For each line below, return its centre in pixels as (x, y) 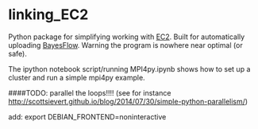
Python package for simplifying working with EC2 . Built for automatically (127, 37)
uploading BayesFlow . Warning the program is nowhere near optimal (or (126, 45)
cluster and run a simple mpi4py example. (77, 77)
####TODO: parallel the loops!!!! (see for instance (90, 92)
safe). (18, 53)
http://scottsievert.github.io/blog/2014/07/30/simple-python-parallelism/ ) (128, 101)
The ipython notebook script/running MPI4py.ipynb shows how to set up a (129, 68)
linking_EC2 (48, 15)
